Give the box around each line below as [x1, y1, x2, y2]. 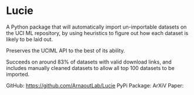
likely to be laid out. [6, 36, 53, 43]
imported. [6, 71, 30, 78]
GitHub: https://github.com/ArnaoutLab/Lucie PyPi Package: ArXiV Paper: [6, 82, 184, 89]
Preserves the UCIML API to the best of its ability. [6, 47, 125, 54]
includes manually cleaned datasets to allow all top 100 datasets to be [6, 64, 175, 71]
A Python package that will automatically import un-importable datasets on [6, 23, 187, 30]
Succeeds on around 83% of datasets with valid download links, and [6, 58, 172, 65]
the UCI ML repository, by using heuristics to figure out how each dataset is [6, 29, 189, 36]
